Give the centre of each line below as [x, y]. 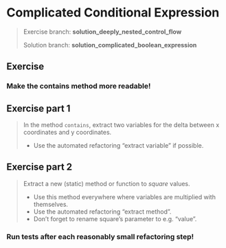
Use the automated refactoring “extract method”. [102, 212]
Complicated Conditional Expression [113, 13]
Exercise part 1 [38, 108]
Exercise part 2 [39, 167]
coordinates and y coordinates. [67, 133]
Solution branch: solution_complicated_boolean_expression [110, 45]
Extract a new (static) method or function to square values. [106, 183]
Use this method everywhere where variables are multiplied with [124, 196]
